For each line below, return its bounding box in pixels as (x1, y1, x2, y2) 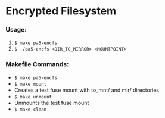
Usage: (5, 26, 27, 34)
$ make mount (14, 81, 47, 87)
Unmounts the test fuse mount (14, 99, 89, 106)
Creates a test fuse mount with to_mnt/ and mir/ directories (14, 86, 160, 94)
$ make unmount (14, 94, 52, 100)
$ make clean (14, 106, 47, 113)
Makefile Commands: (5, 60, 69, 69)
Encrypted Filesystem (5, 4, 117, 18)
